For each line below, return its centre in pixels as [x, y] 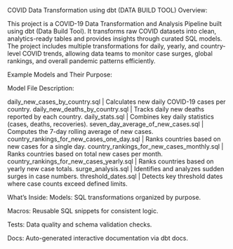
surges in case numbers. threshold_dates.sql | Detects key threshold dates [115, 176]
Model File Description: [41, 88]
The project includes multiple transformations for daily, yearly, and [103, 46]
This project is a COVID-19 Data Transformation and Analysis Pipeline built [115, 23]
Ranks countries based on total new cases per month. [85, 154]
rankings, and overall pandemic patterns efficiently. [81, 61]
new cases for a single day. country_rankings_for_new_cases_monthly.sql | [115, 146]
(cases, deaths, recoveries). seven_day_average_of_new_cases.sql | [106, 124]
